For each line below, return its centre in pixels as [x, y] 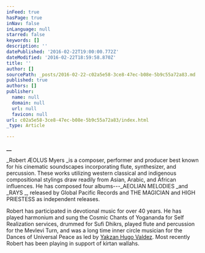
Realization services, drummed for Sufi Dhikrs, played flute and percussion [101, 224]
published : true [27, 80]
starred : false [26, 35]
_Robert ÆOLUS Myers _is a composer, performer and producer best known [102, 160]
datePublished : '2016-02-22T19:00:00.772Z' [63, 52]
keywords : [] [23, 40]
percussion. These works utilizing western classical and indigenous [91, 173]
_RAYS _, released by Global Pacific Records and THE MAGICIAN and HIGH [101, 193]
